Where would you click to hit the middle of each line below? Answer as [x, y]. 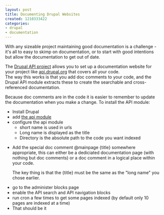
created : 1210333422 [26, 19]
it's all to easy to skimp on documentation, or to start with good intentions [80, 52]
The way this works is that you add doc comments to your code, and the [78, 77]
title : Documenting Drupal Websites [42, 14]
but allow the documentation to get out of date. [53, 57]
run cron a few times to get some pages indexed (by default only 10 [80, 198]
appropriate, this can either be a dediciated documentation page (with [83, 153]
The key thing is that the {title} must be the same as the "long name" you [86, 172]
